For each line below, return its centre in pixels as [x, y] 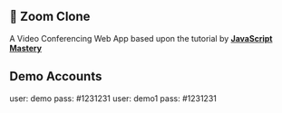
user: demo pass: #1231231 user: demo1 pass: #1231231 [113, 98]
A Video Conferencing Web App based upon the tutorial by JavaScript [141, 38]
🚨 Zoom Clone [50, 17]
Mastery [26, 48]
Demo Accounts [56, 76]
